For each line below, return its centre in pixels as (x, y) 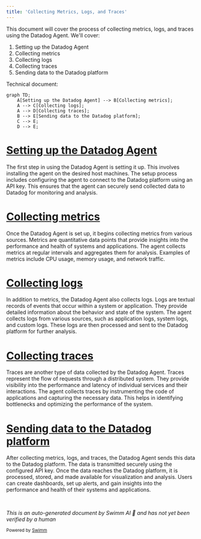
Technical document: (32, 84)
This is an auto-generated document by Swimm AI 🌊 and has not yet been (98, 513)
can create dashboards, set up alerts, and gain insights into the (84, 483)
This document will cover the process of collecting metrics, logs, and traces (100, 29)
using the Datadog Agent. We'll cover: (53, 35)
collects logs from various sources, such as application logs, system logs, (97, 319)
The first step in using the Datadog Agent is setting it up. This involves (93, 167)
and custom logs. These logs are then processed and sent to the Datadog (97, 325)
